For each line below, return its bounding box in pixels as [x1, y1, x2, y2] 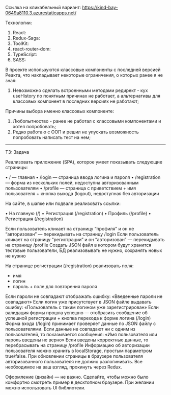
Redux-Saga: [12, 35, 40, 41]
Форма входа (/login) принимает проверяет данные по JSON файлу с [5, 320, 156, 327]
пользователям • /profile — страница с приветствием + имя [5, 185, 136, 191]
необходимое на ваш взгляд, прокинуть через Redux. [5, 364, 122, 370]
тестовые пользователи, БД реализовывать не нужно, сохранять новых [5, 247, 162, 253]
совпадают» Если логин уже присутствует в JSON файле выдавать [5, 299, 152, 305]
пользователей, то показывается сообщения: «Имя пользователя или [5, 332, 157, 337]
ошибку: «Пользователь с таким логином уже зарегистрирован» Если [5, 304, 159, 310]
